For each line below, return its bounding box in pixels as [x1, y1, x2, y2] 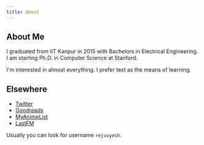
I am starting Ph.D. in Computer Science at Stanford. [6, 54, 138, 62]
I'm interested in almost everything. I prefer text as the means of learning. [6, 66, 191, 73]
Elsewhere [6, 84, 48, 94]
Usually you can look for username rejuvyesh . [6, 132, 122, 139]
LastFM [15, 120, 35, 127]
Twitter [15, 100, 34, 108]
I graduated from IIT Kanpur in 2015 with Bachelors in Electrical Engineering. [6, 48, 199, 55]
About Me [6, 32, 45, 42]
